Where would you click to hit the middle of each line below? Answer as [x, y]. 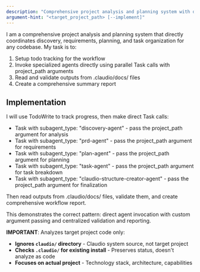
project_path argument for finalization [61, 185]
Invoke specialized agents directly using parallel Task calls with [92, 65]
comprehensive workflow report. [46, 203]
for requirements [35, 147]
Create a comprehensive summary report [65, 83]
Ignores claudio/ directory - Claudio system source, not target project [101, 244]
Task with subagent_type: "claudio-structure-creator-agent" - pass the [102, 179]
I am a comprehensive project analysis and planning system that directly [95, 34]
